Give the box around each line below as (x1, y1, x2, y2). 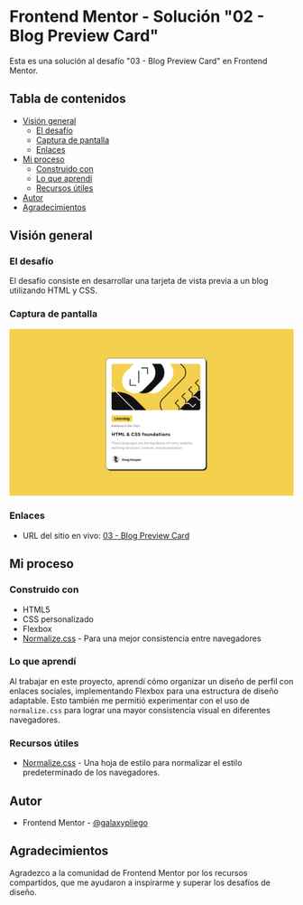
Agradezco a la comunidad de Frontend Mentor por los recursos (9, 867, 248, 878)
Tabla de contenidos (9, 91, 126, 107)
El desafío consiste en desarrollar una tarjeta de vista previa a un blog (9, 276, 269, 287)
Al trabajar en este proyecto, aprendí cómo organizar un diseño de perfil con (9, 675, 294, 686)
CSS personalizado (22, 613, 95, 625)
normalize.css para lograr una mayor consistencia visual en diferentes (9, 704, 271, 715)
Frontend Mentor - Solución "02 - (9, 6, 265, 27)
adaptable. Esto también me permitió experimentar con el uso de (9, 694, 250, 706)
